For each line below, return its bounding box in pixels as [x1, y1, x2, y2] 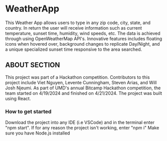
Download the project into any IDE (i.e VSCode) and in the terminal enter [5, 119, 154, 125]
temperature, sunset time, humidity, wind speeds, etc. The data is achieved [5, 30, 160, 36]
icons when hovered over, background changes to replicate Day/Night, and [5, 41, 160, 47]
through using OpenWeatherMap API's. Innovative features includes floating [5, 36, 162, 42]
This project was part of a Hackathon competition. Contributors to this [5, 74, 150, 80]
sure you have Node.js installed [5, 130, 70, 136]
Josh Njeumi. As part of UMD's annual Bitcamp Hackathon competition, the [5, 85, 161, 91]
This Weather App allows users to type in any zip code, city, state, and [5, 20, 151, 26]
